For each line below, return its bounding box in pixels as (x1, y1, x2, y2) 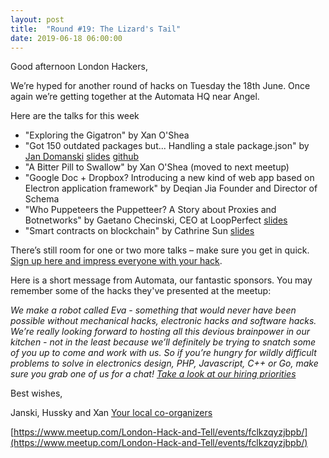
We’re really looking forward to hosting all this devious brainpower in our (10, 326, 311, 338)
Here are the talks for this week (10, 110, 140, 122)
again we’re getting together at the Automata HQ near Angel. (10, 91, 260, 103)
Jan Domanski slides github (24, 151, 140, 163)
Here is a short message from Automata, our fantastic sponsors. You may (10, 274, 313, 286)
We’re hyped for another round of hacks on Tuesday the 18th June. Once (10, 80, 311, 92)
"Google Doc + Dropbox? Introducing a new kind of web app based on (24, 172, 315, 184)
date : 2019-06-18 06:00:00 (10, 33, 123, 43)
